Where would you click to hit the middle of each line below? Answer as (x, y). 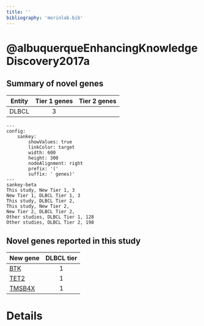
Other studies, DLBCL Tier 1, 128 (50, 217)
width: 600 (42, 153)
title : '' (19, 12)
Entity (20, 100)
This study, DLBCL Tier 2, (41, 201)
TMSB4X (22, 289)
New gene (24, 258)
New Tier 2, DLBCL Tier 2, (41, 211)
